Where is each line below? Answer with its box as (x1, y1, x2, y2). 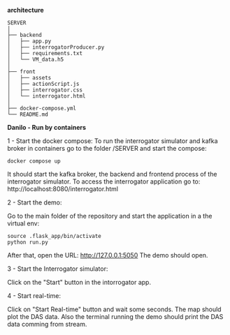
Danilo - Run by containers (7, 124, 86, 131)
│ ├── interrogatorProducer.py (7, 44, 105, 51)
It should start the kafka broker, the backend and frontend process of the (7, 170, 217, 178)
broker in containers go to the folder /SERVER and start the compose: (7, 144, 208, 152)
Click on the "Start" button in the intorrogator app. (7, 278, 152, 286)
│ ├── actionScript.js (7, 80, 80, 87)
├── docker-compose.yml (7, 105, 77, 112)
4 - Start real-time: (7, 292, 62, 299)
